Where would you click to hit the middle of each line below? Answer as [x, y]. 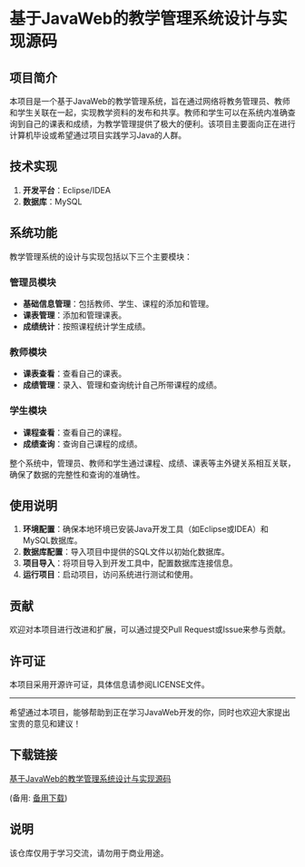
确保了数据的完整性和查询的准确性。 [77, 474]
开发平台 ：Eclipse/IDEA [67, 190]
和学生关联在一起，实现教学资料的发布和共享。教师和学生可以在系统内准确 [148, 113]
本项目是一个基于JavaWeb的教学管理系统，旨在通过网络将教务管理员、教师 [150, 101]
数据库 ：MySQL [52, 202]
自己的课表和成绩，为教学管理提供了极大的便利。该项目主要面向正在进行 [160, 124]
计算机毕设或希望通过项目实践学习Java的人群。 [98, 135]
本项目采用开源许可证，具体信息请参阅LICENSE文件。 [110, 684]
